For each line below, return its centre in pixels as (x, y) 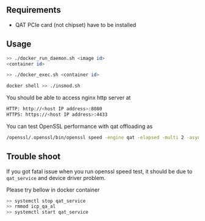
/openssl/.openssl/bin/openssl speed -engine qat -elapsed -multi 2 (95, 137)
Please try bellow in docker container (53, 190)
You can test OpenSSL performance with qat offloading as (80, 126)
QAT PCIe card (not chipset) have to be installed (75, 24)
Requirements (34, 10)
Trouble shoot (34, 156)
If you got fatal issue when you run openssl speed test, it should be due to (99, 171)
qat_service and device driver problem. (56, 178)
